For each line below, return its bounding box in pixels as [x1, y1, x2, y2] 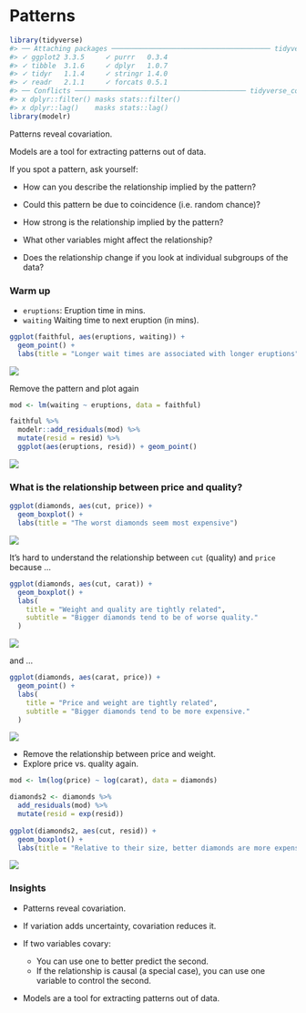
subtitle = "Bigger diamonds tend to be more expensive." [25, 707, 250, 716]
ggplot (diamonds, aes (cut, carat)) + [9, 579, 153, 588]
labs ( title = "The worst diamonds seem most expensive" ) [17, 518, 239, 528]
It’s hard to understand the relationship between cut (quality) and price [9, 552, 276, 563]
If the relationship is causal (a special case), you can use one [36, 965, 266, 976]
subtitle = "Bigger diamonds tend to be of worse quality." [25, 613, 259, 622]
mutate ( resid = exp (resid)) [17, 810, 125, 819]
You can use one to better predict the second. [36, 956, 209, 967]
